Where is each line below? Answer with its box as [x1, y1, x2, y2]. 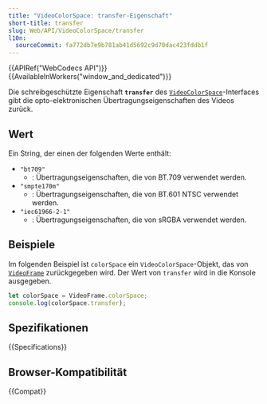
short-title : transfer [8, 19, 84, 27]
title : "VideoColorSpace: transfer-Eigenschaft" [8, 11, 173, 20]
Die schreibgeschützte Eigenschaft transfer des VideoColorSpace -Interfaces [8, 87, 260, 97]
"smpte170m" [19, 182, 60, 190]
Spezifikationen [8, 321, 89, 335]
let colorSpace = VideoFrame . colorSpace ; [8, 291, 148, 299]
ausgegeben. [8, 276, 52, 286]
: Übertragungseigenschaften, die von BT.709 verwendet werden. [31, 172, 247, 182]
